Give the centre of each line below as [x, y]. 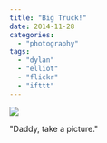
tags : [19, 52]
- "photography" [48, 43]
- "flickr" [38, 77]
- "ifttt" [36, 86]
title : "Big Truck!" [49, 18]
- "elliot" [38, 69]
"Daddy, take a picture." [54, 128]
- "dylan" [36, 60]
